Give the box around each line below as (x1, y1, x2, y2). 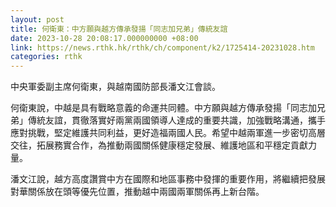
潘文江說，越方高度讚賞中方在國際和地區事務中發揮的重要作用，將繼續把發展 (10, 173, 326, 185)
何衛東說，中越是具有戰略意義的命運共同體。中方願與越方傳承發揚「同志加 (10, 102, 317, 114)
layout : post (10, 14, 65, 25)
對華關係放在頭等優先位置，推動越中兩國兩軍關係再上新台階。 (10, 186, 265, 198)
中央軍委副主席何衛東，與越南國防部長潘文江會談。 (10, 81, 221, 93)
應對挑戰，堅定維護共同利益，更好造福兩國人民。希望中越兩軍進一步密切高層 (10, 127, 326, 139)
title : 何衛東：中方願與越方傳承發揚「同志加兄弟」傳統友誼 (10, 24, 228, 34)
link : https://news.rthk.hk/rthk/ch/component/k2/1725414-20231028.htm (10, 42, 315, 53)
